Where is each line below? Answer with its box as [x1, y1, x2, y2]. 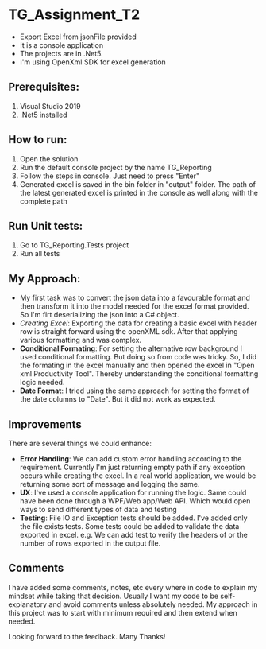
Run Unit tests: [8, 219, 83, 232]
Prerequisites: [8, 80, 79, 94]
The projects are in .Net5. [19, 49, 103, 58]
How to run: [8, 133, 67, 146]
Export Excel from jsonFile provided [19, 32, 137, 41]
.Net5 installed [19, 110, 67, 119]
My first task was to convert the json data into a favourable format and [19, 293, 250, 303]
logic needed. [19, 378, 65, 387]
